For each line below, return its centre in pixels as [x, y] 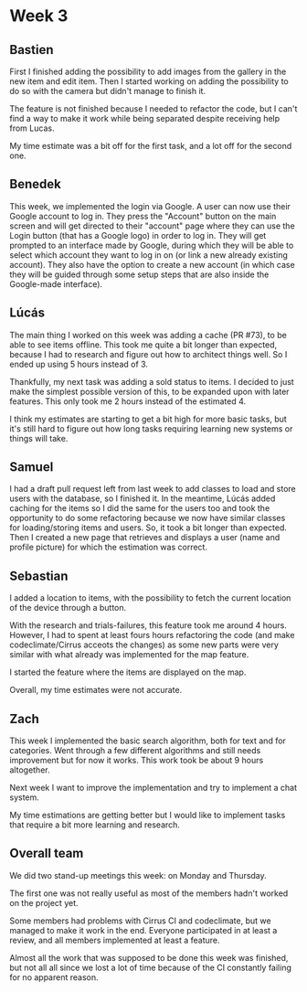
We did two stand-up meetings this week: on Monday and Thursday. [138, 875]
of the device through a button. [68, 608]
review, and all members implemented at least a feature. [115, 940]
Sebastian [39, 576]
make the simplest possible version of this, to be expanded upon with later [149, 391]
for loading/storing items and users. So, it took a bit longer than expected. [148, 528]
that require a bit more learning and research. [95, 825]
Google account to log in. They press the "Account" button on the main [143, 216]
